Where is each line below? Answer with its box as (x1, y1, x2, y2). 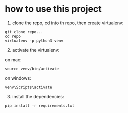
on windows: (5, 75, 31, 81)
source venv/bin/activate (5, 66, 59, 71)
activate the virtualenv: (12, 47, 60, 53)
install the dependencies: (12, 93, 64, 99)
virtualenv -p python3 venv (5, 38, 64, 43)
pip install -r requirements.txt (5, 103, 75, 108)
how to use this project (5, 3, 102, 15)
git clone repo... (5, 29, 43, 34)
